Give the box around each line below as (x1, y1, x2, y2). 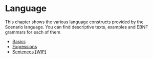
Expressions (12, 44, 37, 49)
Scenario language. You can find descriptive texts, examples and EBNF (5, 24, 148, 29)
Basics (12, 38, 26, 44)
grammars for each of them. (5, 29, 62, 35)
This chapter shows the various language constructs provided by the (5, 19, 144, 25)
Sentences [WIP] (12, 49, 46, 55)
